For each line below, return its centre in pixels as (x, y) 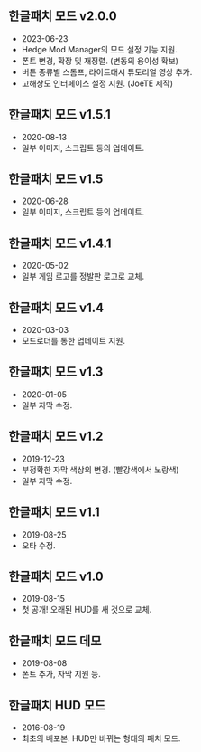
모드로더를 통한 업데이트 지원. (73, 341)
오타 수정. (38, 545)
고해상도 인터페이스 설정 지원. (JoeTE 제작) (97, 83)
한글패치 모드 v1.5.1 (60, 114)
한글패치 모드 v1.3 (56, 372)
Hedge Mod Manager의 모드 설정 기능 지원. (99, 49)
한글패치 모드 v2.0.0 (63, 16)
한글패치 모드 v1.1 (54, 513)
